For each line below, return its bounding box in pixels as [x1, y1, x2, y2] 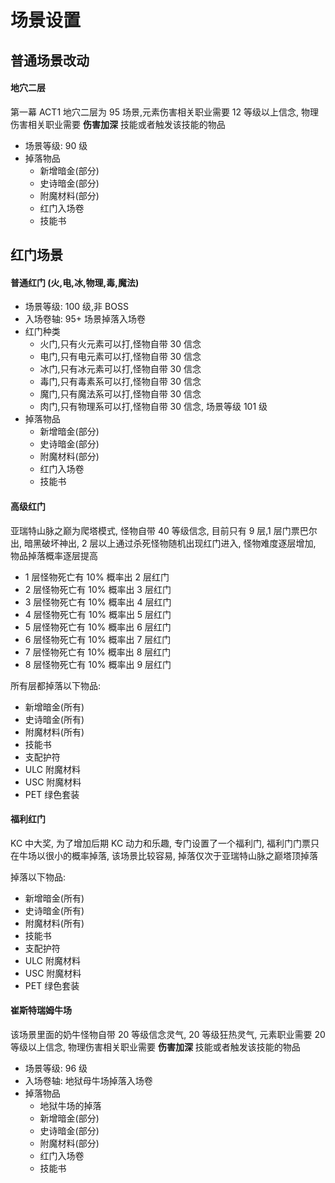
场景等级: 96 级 [24, 1062, 88, 1074]
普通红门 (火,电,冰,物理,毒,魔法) [10, 276, 140, 288]
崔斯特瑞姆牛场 [10, 1004, 72, 1016]
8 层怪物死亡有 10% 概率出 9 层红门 [24, 658, 172, 670]
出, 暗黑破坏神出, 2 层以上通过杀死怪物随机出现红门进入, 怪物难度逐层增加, [10, 537, 317, 549]
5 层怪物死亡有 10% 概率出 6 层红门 [24, 621, 172, 633]
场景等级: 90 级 [24, 139, 88, 151]
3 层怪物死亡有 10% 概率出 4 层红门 [24, 596, 172, 608]
